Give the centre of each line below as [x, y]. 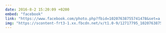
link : [11, 18]
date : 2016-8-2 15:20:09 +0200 [37, 9]
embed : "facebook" [24, 14]
